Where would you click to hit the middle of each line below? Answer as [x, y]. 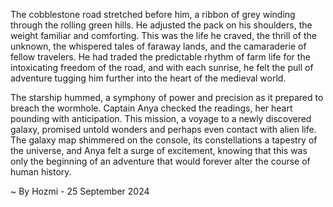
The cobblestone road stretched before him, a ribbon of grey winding [153, 14]
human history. [41, 172]
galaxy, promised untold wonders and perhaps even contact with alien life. [163, 129]
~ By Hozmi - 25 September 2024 [80, 191]
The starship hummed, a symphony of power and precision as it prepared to [167, 97]
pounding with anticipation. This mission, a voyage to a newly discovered [161, 118]
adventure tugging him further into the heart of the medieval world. [148, 78]
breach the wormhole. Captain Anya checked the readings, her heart [151, 108]
